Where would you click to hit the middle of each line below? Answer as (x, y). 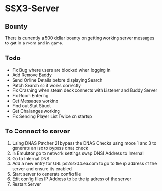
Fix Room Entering (30, 95)
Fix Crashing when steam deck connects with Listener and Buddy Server (85, 90)
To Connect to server (37, 131)
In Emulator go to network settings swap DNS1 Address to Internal (78, 153)
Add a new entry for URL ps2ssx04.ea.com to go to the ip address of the (84, 163)
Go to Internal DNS (31, 158)
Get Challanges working (36, 111)
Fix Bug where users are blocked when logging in (61, 70)
